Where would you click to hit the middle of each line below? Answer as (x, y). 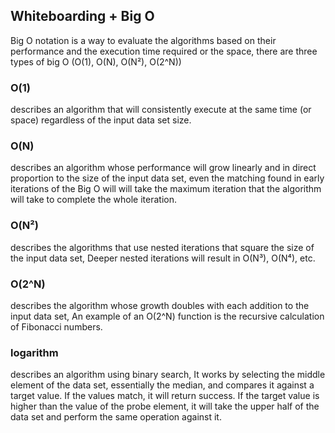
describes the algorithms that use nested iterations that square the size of (162, 247)
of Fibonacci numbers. (56, 327)
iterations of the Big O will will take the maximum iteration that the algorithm (166, 189)
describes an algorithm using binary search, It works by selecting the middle (168, 375)
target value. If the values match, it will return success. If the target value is (165, 396)
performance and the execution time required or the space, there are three (164, 51)
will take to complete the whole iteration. (94, 200)
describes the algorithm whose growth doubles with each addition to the (160, 305)
